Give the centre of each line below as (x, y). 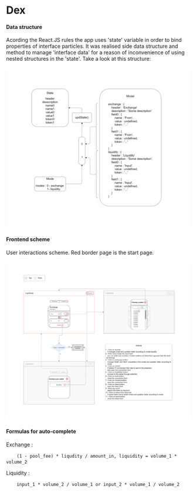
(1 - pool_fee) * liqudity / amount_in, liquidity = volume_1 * (97, 456)
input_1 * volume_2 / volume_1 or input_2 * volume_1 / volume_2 (98, 484)
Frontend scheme (28, 239)
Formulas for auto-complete (41, 431)
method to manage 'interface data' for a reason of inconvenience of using (95, 52)
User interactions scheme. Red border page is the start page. (80, 252)
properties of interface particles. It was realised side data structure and (92, 46)
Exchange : (20, 444)
